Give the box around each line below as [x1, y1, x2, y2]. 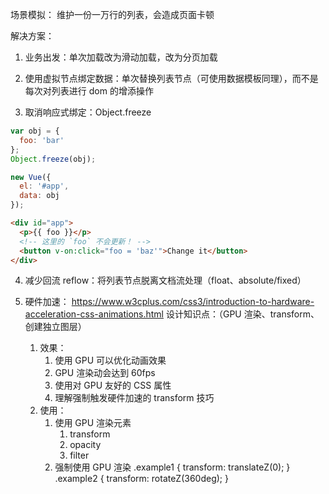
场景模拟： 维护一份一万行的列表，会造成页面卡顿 [10, 9, 215, 20]
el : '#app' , [19, 181, 70, 192]
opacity [69, 439, 102, 451]
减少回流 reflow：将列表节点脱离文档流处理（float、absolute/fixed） [24, 274, 307, 287]
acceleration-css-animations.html [24, 308, 165, 320]
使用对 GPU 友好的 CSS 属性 [54, 379, 172, 392]
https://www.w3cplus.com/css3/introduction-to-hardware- [71, 296, 315, 308]
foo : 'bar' [19, 135, 65, 145]
